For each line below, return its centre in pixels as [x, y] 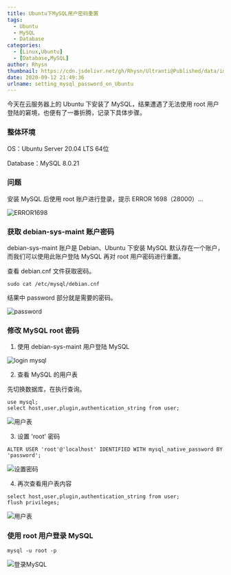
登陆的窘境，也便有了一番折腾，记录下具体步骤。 [76, 113]
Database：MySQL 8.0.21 [43, 163]
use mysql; [23, 403]
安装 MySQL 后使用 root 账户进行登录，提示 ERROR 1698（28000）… [105, 199]
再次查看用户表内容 [44, 484]
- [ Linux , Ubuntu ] [38, 52]
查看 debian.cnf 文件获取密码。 [51, 271]
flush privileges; [33, 503]
